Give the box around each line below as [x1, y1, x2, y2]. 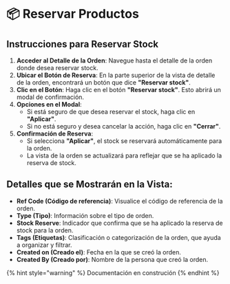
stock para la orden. [16, 226, 74, 234]
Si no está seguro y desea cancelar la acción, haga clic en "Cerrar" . [26, 122, 221, 130]
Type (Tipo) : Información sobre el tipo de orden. [16, 211, 154, 219]
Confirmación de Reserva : [16, 129, 94, 138]
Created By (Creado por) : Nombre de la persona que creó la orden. [16, 255, 209, 263]
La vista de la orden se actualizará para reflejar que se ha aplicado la [26, 151, 222, 160]
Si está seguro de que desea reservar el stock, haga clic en [26, 108, 196, 116]
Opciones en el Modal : [16, 100, 82, 108]
